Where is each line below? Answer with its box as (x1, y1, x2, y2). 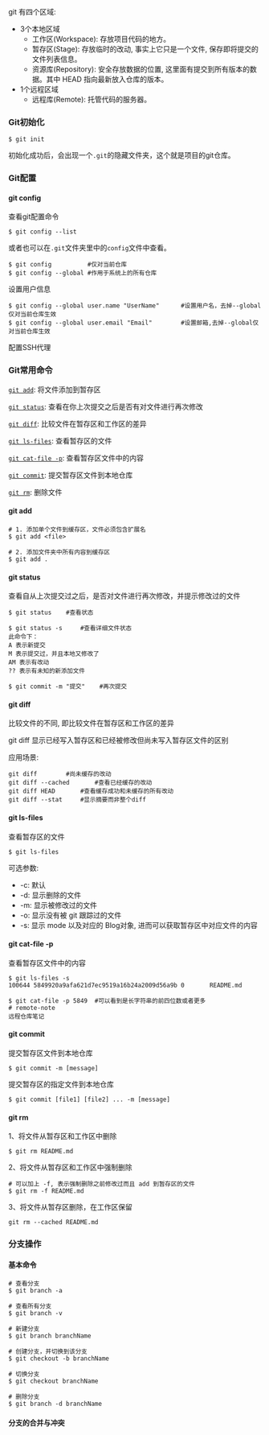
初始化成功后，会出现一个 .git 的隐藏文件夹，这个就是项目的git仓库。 (8, 151, 235, 160)
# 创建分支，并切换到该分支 (8, 1347, 88, 1356)
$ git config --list (8, 228, 78, 236)
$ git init (8, 135, 45, 143)
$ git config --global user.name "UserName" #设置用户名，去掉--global (8, 302, 262, 310)
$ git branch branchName (8, 1332, 92, 1340)
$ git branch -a (8, 1287, 63, 1295)
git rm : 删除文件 (8, 487, 63, 497)
